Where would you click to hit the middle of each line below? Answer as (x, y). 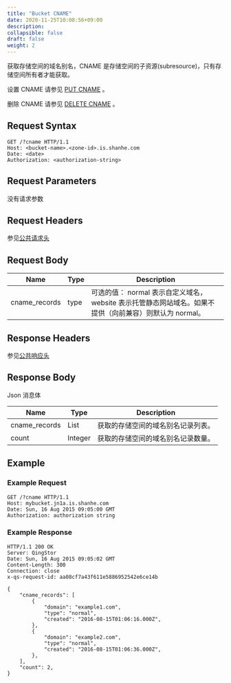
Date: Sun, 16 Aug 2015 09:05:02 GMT (61, 559)
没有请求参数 (25, 198)
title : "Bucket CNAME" (40, 13)
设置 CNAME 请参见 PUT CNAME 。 (58, 89)
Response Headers (49, 338)
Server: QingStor (32, 553)
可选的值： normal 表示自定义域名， (149, 292)
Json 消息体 (24, 395)
